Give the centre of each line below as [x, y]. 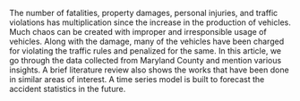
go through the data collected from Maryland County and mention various [146, 60]
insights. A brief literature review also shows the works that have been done [149, 70]
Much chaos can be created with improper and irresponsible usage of [138, 32]
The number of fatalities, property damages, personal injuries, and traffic [144, 13]
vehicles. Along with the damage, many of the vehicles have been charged [147, 41]
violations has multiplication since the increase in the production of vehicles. [150, 22]
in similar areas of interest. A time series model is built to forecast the [137, 79]
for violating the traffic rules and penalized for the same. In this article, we [146, 51]
